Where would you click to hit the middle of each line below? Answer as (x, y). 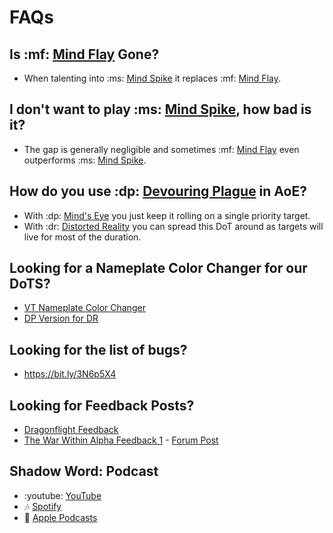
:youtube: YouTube (62, 495)
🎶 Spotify (42, 506)
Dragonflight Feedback (71, 430)
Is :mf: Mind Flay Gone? (84, 54)
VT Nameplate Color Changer (84, 308)
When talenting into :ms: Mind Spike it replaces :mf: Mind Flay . (152, 78)
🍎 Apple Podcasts (60, 517)
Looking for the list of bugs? (98, 349)
